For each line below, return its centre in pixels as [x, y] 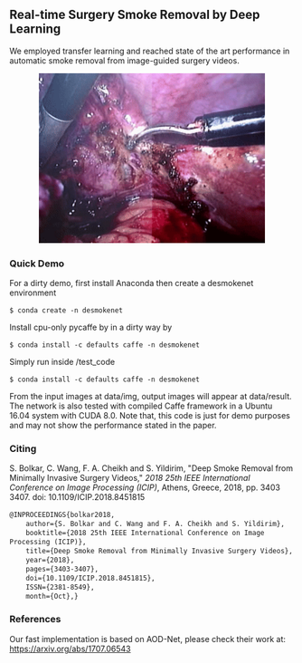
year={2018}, [50, 561]
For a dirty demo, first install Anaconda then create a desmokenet [132, 283]
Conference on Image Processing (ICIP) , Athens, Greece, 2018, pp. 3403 [145, 487]
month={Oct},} [52, 597]
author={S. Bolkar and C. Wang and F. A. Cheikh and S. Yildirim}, [155, 524]
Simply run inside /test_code [62, 362]
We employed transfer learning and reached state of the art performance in [150, 51]
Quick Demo [37, 264]
